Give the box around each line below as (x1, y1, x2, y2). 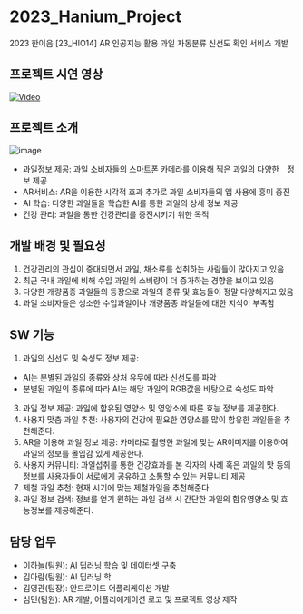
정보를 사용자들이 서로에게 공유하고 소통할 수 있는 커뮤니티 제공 (22, 470, 246, 482)
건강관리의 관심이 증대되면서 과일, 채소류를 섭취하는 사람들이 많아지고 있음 (22, 263, 285, 274)
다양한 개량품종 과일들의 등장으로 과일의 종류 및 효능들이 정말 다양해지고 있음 (22, 286, 295, 297)
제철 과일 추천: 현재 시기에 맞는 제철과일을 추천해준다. (22, 482, 211, 493)
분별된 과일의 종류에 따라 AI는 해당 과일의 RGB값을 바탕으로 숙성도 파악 (22, 383, 274, 394)
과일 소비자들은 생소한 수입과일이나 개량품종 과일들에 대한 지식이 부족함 (22, 298, 275, 309)
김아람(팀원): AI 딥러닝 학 (22, 571, 112, 582)
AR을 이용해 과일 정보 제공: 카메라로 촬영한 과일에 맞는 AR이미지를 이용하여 (22, 437, 288, 448)
